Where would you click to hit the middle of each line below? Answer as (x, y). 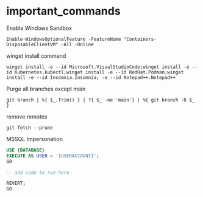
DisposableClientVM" (33, 44)
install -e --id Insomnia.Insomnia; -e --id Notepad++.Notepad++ (91, 77)
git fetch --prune (30, 128)
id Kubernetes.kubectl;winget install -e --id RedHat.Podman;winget (95, 72)
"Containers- (140, 39)
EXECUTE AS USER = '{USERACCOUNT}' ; (53, 156)
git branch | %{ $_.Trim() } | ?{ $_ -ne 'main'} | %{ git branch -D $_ (101, 100)
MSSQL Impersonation (34, 139)
